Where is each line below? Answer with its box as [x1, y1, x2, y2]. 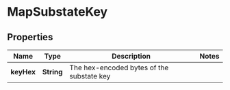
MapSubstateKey [7, 4, 108, 20]
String [42, 67, 63, 76]
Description [112, 52, 151, 61]
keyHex [10, 67, 36, 76]
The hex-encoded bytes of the [69, 63, 169, 72]
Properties [7, 31, 53, 43]
